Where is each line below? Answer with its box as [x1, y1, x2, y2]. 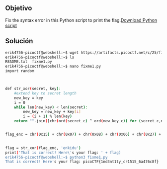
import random [5, 69, 35, 74]
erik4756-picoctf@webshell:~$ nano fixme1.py [5, 64, 101, 69]
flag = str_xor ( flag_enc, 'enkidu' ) [5, 145, 81, 151]
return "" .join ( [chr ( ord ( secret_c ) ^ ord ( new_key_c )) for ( [14, 119, 141, 124]
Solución [5, 37, 33, 45]
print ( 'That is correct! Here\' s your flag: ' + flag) [5, 150, 121, 155]
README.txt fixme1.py [5, 59, 52, 64]
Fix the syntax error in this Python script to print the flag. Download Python [5, 17, 158, 23]
